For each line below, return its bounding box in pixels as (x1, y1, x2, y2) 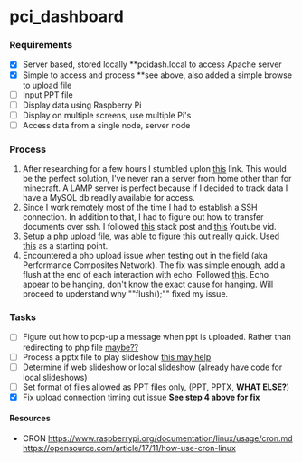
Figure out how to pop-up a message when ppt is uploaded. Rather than (22, 332, 291, 343)
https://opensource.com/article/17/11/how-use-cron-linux (22, 442, 237, 453)
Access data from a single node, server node (22, 119, 191, 130)
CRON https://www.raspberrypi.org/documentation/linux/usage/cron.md (22, 432, 293, 444)
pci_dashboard (9, 6, 124, 27)
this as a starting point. (22, 240, 109, 251)
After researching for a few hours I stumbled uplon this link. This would (22, 164, 287, 174)
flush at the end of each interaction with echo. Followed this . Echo (22, 269, 269, 280)
